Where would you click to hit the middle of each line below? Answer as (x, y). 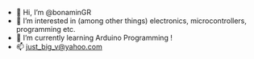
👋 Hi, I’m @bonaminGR (54, 12)
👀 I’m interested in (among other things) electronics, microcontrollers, (131, 21)
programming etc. (46, 29)
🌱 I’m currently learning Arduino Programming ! (94, 37)
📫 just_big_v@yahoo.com (59, 47)
